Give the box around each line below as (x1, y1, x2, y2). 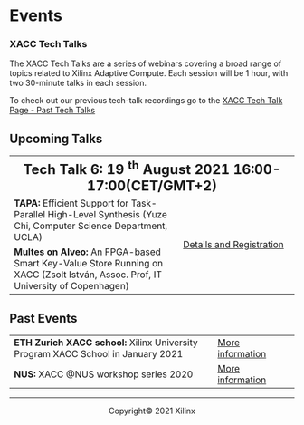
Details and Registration (182, 238, 285, 251)
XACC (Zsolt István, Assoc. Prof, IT (14, 268, 163, 281)
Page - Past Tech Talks (9, 105, 96, 116)
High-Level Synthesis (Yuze (47, 208, 167, 221)
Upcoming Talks (9, 130, 103, 146)
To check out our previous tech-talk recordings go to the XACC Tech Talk (9, 95, 283, 106)
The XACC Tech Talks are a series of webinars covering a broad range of (9, 58, 282, 69)
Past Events (9, 310, 78, 326)
